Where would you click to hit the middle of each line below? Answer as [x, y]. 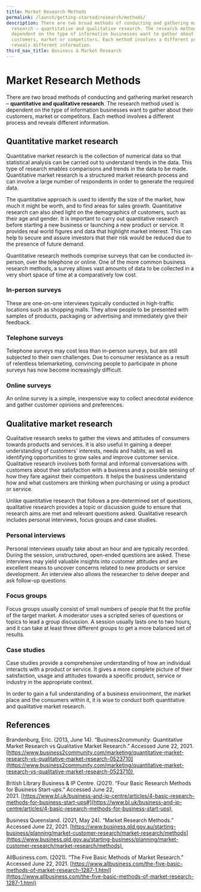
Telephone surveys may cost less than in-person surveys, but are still [92, 351]
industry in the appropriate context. [50, 682]
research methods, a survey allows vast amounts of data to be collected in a [100, 268]
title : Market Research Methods [46, 12]
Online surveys [29, 385]
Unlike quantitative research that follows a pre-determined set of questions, [99, 501]
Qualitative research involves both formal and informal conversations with [97, 464]
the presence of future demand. [45, 244]
